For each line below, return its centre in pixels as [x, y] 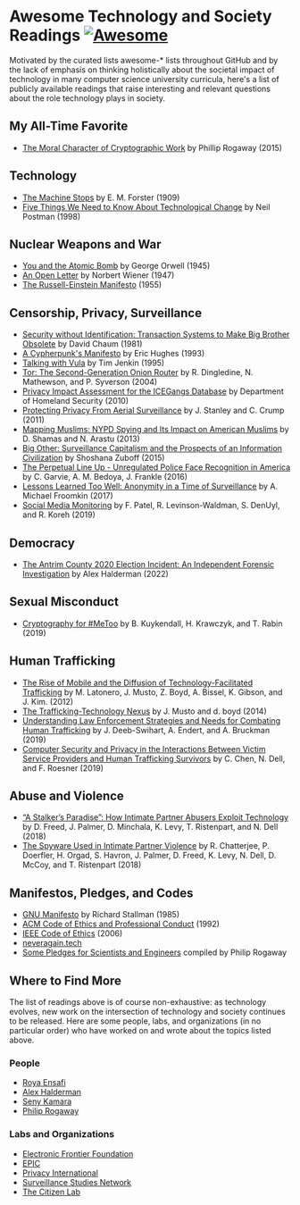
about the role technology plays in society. [87, 98]
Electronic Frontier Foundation [78, 1153]
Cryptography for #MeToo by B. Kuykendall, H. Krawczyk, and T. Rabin [152, 623]
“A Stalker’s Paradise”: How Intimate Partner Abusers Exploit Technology [155, 817]
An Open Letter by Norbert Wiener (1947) [98, 275]
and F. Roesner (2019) [63, 768]
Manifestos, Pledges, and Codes [101, 893]
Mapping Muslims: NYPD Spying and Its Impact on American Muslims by [155, 430]
